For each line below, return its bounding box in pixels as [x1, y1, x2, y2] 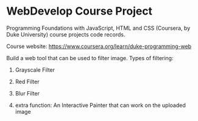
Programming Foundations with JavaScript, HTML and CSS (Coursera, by [6, 24, 191, 32]
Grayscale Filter [15, 66, 55, 74]
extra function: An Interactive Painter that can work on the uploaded [15, 102, 186, 109]
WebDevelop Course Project [6, 4, 153, 18]
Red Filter [15, 78, 40, 85]
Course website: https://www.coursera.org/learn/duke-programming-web [6, 43, 192, 50]
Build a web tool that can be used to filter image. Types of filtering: [6, 54, 174, 61]
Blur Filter [15, 89, 40, 97]
